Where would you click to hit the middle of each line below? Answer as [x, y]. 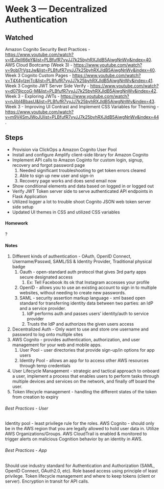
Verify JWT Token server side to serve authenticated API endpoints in [82, 191]
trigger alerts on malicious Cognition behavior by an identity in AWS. [74, 439]
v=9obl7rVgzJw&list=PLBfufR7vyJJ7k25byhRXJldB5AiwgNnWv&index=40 [80, 70]
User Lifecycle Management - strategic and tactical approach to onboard [86, 371]
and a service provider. [43, 309]
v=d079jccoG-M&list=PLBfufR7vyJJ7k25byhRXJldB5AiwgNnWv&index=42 [81, 91]
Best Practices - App [26, 450]
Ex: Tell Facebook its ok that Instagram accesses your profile [88, 283]
